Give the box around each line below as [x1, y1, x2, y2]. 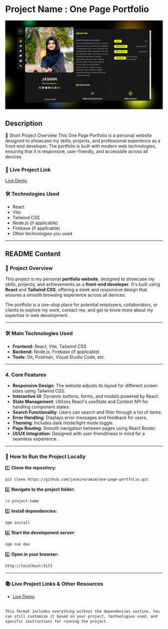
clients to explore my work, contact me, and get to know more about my [5, 307, 153, 313]
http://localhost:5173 [5, 563, 52, 568]
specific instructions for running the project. [5, 618, 108, 624]
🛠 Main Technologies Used [5, 330, 73, 337]
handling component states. [12, 404, 70, 410]
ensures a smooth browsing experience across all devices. [5, 292, 126, 298]
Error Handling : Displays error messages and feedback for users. [12, 414, 147, 420]
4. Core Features [5, 371, 46, 378]
